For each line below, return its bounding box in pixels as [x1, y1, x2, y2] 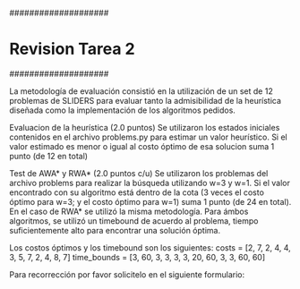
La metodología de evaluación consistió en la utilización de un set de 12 [9, 85, 273, 97]
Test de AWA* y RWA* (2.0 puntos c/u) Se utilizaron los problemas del [9, 167, 269, 178]
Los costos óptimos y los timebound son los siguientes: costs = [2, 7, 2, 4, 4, [9, 242, 291, 253]
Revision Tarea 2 [9, 39, 136, 59]
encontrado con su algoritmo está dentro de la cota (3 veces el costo [9, 187, 264, 198]
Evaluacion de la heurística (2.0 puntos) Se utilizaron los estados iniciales [9, 122, 280, 132]
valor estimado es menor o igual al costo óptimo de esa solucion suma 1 [9, 140, 275, 151]
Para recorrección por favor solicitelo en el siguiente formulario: [9, 268, 244, 280]
